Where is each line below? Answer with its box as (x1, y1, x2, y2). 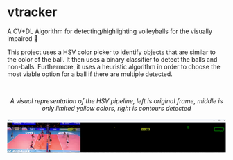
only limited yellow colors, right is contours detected (42, 104, 191, 112)
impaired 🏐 (7, 34, 38, 42)
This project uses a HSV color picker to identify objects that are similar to (7, 48, 216, 56)
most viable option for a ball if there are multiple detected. (7, 70, 173, 78)
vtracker (7, 4, 58, 20)
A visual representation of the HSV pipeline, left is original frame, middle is (10, 96, 223, 105)
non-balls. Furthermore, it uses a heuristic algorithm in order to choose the (7, 62, 221, 71)
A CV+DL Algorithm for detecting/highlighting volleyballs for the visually (7, 27, 213, 35)
